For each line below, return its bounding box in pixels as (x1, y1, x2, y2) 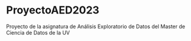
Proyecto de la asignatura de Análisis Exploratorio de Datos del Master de (6, 23, 185, 30)
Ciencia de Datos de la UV (6, 29, 70, 36)
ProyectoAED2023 (6, 4, 99, 17)
